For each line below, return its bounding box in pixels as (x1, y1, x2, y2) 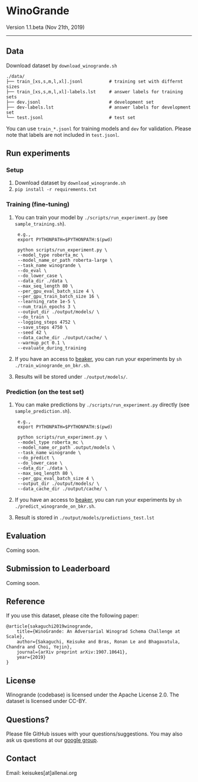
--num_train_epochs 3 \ (17, 304, 76, 310)
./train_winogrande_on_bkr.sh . (14, 362, 91, 369)
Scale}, (6, 634, 25, 640)
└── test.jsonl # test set (6, 114, 136, 120)
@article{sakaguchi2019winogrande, (6, 623, 94, 629)
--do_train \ (17, 314, 49, 320)
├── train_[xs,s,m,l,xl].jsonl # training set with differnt (6, 78, 183, 84)
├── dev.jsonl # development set (6, 99, 154, 105)
